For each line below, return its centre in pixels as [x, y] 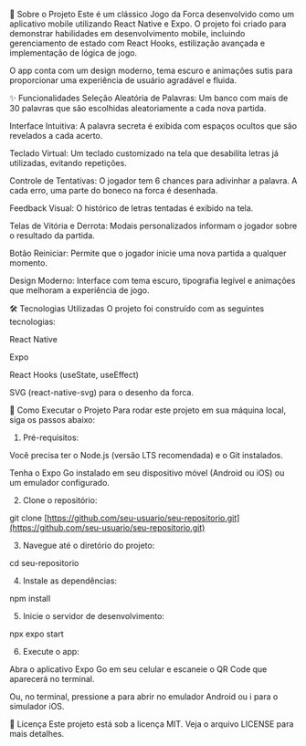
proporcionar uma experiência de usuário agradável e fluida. [123, 80]
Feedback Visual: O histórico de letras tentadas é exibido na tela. [132, 208]
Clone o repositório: [60, 500]
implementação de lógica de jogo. [74, 53]
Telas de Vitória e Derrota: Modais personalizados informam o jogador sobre [153, 226]
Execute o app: [51, 651]
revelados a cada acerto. [56, 136]
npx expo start [37, 634]
